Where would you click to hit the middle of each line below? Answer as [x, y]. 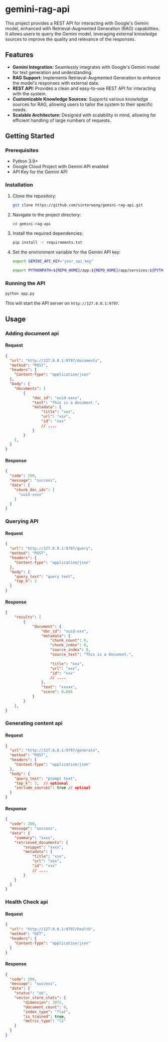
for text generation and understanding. [52, 72]
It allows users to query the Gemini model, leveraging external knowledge [81, 34]
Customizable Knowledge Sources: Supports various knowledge [80, 99]
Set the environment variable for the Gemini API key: [66, 252]
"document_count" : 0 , [46, 1007]
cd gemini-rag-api [32, 224]
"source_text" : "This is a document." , [92, 655]
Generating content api [34, 723]
